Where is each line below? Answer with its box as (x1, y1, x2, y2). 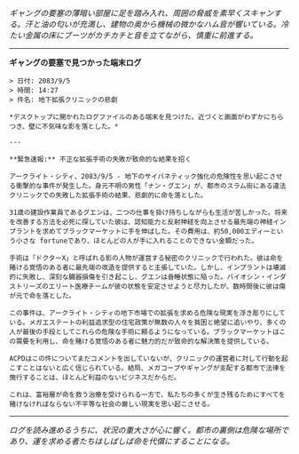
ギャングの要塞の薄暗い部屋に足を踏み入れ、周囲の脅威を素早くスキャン (9, 8, 274, 18)
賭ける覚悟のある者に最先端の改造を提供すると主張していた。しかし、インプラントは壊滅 (9, 263, 287, 272)
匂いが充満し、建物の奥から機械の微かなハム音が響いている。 (55, 19, 281, 29)
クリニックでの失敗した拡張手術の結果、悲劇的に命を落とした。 (9, 191, 208, 200)
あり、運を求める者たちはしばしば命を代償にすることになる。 (9, 436, 235, 446)
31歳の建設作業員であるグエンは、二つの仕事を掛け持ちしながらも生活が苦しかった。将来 (9, 208, 288, 217)
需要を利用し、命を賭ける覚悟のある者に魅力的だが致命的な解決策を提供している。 (15, 337, 273, 346)
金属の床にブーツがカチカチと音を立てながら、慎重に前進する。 (24, 30, 258, 40)
